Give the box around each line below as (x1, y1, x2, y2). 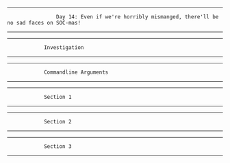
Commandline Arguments (43, 69, 109, 76)
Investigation (43, 44, 84, 51)
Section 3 (43, 143, 72, 150)
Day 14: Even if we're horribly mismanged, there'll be (55, 14, 219, 20)
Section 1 (43, 93, 72, 100)
